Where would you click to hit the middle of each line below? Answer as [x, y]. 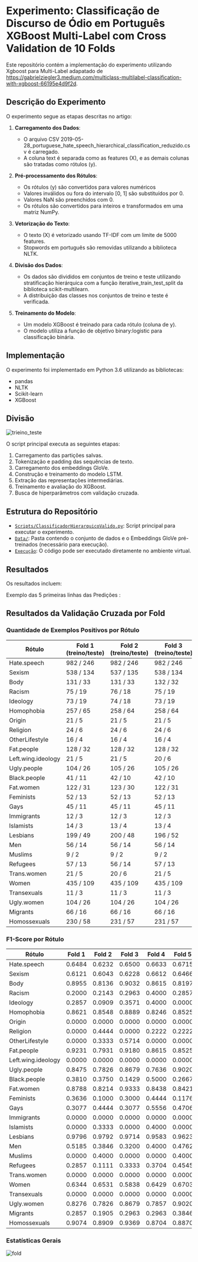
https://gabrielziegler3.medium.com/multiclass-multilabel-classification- [94, 77]
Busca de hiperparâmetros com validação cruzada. [77, 493]
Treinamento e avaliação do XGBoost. [60, 487]
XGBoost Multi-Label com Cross [86, 36]
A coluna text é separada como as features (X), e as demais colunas [106, 158]
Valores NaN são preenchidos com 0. [69, 199]
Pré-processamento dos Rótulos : [56, 176]
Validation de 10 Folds [61, 49]
